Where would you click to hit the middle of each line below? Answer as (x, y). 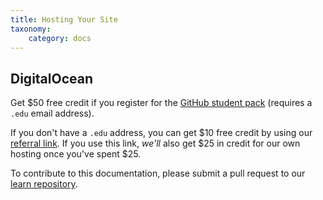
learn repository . (44, 184)
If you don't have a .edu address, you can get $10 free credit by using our (161, 133)
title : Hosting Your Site (64, 19)
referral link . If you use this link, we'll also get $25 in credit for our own (155, 143)
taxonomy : (31, 29)
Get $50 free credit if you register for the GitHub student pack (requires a (161, 103)
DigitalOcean (52, 78)
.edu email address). (52, 113)
